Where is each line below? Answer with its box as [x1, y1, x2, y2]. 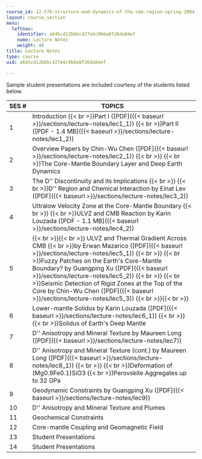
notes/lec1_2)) [32, 134, 74, 143]
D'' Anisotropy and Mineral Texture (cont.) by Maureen [32, 346, 186, 354]
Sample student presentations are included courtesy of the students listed [6, 81, 190, 88]
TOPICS [101, 102, 124, 110]
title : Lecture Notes [6, 48, 61, 54]
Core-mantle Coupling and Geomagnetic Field [32, 423, 164, 431]
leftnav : [11, 25, 34, 32]
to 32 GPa [32, 376, 61, 384]
